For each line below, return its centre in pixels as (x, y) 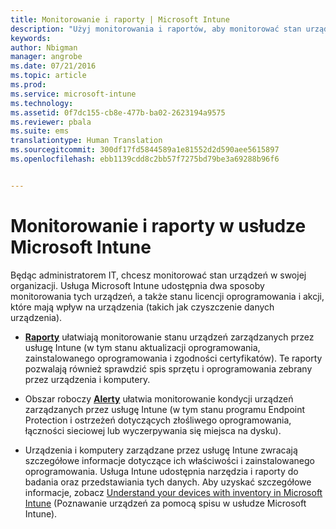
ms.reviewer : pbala (51, 122)
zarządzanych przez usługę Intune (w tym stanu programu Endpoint (165, 409)
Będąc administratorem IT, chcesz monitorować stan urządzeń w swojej (158, 275)
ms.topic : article (48, 76)
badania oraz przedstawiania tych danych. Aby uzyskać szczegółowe (168, 482)
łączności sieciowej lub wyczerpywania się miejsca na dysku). (153, 430)
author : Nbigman (44, 47)
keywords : (31, 38)
